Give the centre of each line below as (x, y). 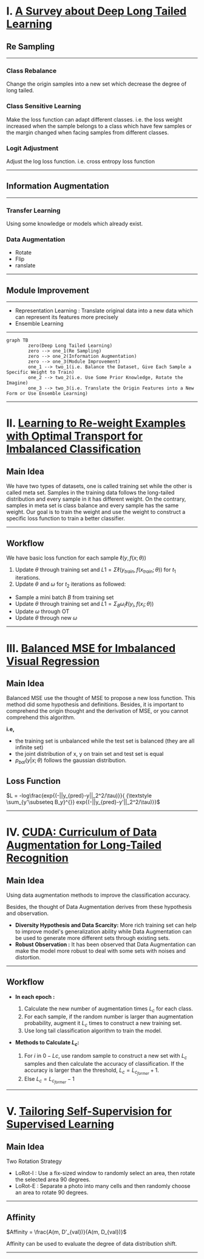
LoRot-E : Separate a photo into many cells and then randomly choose (103, 1186)
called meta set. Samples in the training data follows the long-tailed (90, 493)
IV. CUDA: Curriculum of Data (82, 832)
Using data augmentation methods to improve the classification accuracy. (98, 895)
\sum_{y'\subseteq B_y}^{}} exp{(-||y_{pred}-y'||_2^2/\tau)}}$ (83, 802)
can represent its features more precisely (66, 317)
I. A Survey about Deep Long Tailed (97, 11)
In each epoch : (35, 997)
